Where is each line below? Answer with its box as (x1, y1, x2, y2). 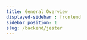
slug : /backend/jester (6, 25, 63, 31)
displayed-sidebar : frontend (6, 14, 82, 20)
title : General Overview (6, 8, 68, 15)
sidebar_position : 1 (6, 19, 58, 25)
